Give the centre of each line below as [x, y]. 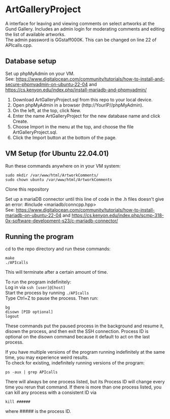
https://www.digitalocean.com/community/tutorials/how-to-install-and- [90, 79]
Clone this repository [27, 189]
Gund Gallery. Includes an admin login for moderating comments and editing [85, 29]
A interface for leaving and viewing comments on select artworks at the [80, 23]
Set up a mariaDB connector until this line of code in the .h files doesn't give [85, 199]
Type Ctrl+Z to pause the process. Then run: [52, 298]
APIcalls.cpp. [19, 45]
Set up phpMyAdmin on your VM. [40, 73]
